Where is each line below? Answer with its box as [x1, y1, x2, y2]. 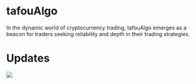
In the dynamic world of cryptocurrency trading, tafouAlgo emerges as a [6, 24, 187, 31]
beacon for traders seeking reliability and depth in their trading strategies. [6, 30, 191, 37]
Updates [6, 52, 50, 65]
